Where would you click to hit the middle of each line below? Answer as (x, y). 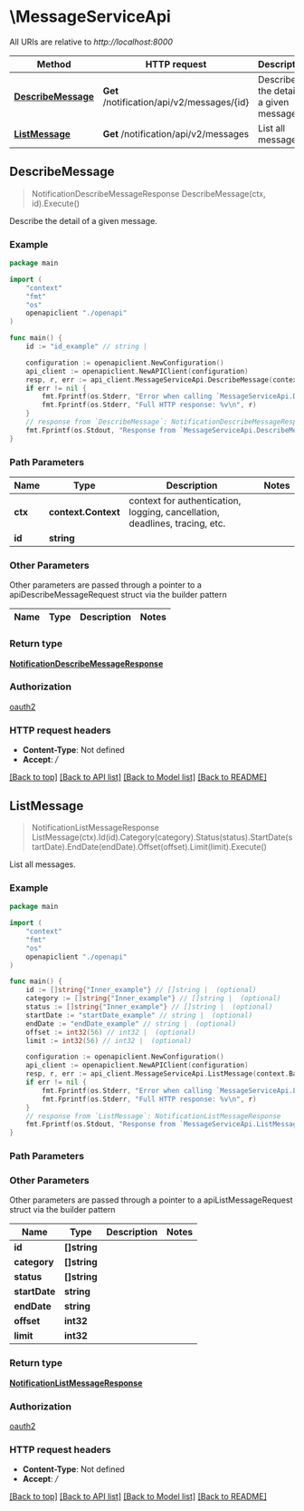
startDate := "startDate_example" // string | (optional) (139, 1015)
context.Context (84, 512)
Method (54, 63)
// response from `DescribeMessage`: (97, 422)
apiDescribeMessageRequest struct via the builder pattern (119, 595)
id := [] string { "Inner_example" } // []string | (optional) (141, 990)
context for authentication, (185, 501)
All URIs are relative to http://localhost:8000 (91, 42)
